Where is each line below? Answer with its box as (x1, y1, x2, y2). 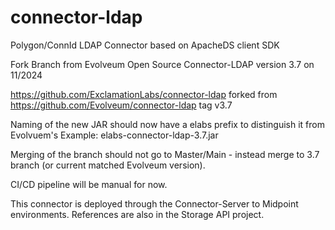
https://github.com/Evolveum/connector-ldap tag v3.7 (10, 99, 233, 111)
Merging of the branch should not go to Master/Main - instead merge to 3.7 (10, 148, 320, 160)
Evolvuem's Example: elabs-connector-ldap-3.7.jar (10, 129, 219, 141)
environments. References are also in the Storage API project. (10, 208, 265, 220)
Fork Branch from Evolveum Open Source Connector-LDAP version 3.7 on (10, 58, 315, 70)
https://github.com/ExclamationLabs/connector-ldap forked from (10, 88, 278, 100)
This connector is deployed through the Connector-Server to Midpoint (10, 197, 299, 210)
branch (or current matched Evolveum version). (10, 159, 206, 171)
